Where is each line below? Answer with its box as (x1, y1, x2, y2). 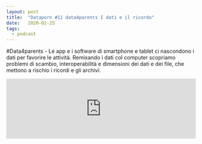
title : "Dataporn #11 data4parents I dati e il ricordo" (6, 14, 155, 20)
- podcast (11, 31, 36, 37)
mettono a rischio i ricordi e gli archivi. (6, 67, 101, 74)
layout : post (6, 8, 39, 15)
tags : (6, 25, 20, 32)
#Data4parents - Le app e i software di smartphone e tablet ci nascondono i (6, 47, 194, 55)
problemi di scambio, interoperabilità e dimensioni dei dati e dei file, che (6, 61, 185, 68)
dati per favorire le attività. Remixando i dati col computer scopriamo (6, 54, 176, 61)
